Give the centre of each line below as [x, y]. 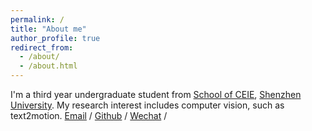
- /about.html [48, 66]
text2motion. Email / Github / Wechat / [89, 115]
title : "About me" [48, 29]
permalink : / [37, 19]
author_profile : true [55, 38]
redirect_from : [42, 47]
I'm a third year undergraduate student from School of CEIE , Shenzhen [156, 94]
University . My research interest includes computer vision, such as [147, 105]
